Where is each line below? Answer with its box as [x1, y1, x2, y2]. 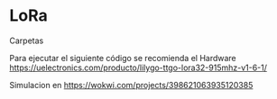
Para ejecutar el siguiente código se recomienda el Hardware [9, 52, 236, 63]
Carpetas [9, 35, 44, 46]
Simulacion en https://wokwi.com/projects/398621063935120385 [9, 79, 254, 90]
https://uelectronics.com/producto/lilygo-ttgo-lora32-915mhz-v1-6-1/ [9, 62, 268, 73]
